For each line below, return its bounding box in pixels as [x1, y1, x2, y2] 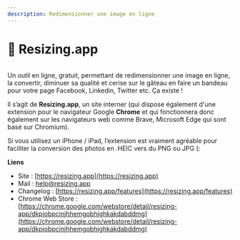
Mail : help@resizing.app [17, 179, 91, 187]
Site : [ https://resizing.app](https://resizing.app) [17, 172, 159, 180]
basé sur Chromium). [7, 122, 70, 131]
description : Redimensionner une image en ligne [7, 10, 155, 18]
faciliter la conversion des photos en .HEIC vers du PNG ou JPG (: [7, 144, 201, 152]
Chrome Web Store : [17, 194, 78, 203]
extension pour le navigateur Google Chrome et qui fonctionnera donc [7, 108, 214, 116]
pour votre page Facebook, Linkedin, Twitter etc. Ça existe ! [7, 86, 184, 95]
